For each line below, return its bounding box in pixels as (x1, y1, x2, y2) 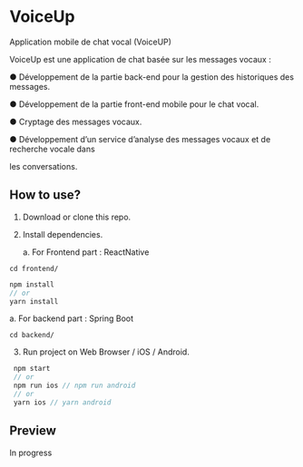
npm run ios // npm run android (13, 381, 136, 391)
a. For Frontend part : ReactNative (22, 247, 150, 258)
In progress (9, 447, 53, 458)
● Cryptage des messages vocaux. (9, 116, 142, 127)
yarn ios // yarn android (13, 397, 112, 407)
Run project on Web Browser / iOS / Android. (22, 346, 191, 357)
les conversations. (9, 161, 78, 171)
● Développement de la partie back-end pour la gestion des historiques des (9, 71, 295, 83)
